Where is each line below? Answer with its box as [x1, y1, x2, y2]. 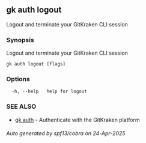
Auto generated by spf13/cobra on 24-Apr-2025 [6, 130, 126, 137]
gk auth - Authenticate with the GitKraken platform [14, 116, 140, 123]
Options [6, 75, 30, 84]
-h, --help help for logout [11, 88, 87, 95]
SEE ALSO [6, 102, 37, 111]
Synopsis [6, 35, 34, 44]
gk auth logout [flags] [6, 61, 66, 67]
